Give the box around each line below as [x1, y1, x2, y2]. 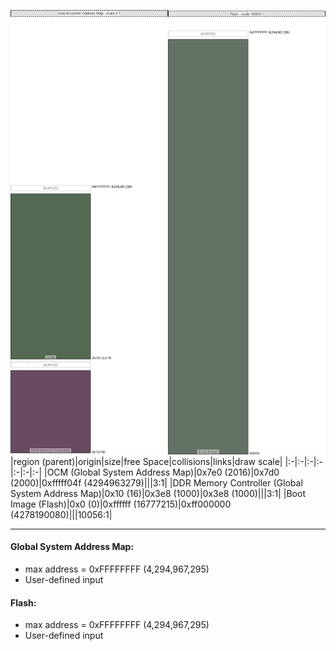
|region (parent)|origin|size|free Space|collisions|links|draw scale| [10, 455, 283, 467]
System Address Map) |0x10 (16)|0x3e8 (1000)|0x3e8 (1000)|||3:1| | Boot [10, 487, 306, 499]
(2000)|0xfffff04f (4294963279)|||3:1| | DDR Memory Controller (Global [10, 476, 303, 489]
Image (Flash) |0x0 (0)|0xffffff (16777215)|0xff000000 [10, 498, 232, 510]
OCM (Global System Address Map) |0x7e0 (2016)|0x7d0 [46, 466, 280, 478]
